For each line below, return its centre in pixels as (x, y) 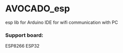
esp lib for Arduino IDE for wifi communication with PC (62, 22)
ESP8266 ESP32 (22, 46)
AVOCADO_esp (38, 9)
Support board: (24, 35)
